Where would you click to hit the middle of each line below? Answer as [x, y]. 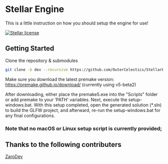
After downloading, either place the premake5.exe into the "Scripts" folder [81, 94]
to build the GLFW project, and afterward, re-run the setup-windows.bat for [83, 110]
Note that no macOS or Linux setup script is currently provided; [84, 128]
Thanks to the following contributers [63, 144]
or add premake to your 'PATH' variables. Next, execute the [66, 99]
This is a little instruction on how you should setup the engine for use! [77, 23]
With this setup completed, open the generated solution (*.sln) [98, 105]
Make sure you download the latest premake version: [60, 79]
